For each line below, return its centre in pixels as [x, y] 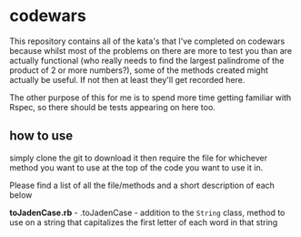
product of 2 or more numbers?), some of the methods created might [139, 70]
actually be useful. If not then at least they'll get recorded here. [127, 79]
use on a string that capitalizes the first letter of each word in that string [144, 222]
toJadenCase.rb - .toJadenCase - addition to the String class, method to [147, 212]
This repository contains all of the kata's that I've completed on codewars [147, 41]
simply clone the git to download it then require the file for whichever [139, 158]
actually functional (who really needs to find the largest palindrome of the [147, 60]
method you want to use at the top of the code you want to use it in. [136, 167]
